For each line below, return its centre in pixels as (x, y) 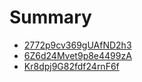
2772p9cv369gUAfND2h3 (77, 45)
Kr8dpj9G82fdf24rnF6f (71, 66)
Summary (50, 17)
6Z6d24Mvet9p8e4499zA (77, 55)
